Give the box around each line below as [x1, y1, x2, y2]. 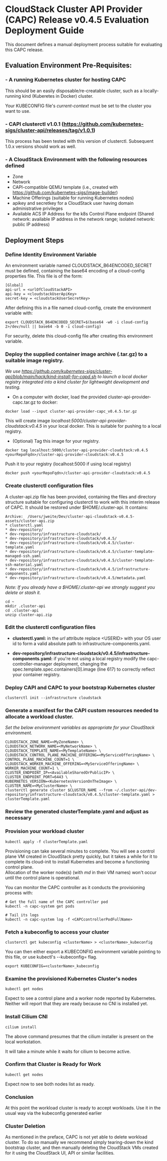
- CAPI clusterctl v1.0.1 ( [5, 120, 64, 127]
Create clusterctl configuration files [5, 482, 94, 489]
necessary [5, 814, 31, 821]
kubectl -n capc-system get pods [5, 904, 75, 909]
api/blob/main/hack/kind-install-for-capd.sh [5, 374, 97, 380]
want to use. [5, 108, 31, 114]
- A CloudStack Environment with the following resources [5, 156, 148, 163]
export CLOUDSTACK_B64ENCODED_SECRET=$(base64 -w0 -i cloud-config [5, 320, 149, 325]
